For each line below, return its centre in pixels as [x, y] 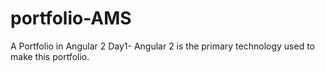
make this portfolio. [50, 56]
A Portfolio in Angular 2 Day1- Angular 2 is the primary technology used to [162, 46]
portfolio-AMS [71, 18]
